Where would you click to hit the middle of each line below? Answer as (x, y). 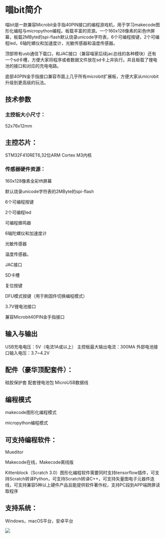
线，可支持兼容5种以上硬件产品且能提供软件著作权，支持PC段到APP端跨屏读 (83, 485)
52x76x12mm (19, 126)
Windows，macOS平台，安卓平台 (39, 521)
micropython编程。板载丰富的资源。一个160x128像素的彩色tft (89, 31)
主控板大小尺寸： (25, 115)
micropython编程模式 (27, 423)
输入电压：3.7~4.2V (30, 353)
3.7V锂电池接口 (20, 306)
